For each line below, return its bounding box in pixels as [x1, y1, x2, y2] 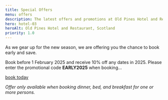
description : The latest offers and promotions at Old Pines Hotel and [5, 16, 157, 21]
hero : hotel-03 [5, 21, 37, 26]
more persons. [5, 89, 35, 95]
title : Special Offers [5, 7, 52, 12]
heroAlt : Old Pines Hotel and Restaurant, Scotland [5, 26, 115, 31]
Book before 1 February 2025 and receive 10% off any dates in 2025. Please [5, 59, 162, 65]
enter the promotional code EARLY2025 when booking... [5, 64, 122, 70]
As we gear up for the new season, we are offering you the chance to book [5, 44, 159, 50]
